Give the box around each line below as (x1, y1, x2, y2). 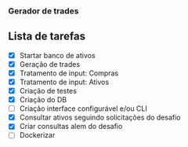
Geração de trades (19, 59, 81, 68)
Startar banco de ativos (19, 50, 96, 60)
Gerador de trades (8, 6, 79, 17)
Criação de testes (19, 86, 77, 95)
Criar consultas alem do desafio (19, 122, 123, 131)
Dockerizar (19, 130, 56, 140)
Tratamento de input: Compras (19, 68, 119, 78)
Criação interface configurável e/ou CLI (19, 104, 147, 113)
